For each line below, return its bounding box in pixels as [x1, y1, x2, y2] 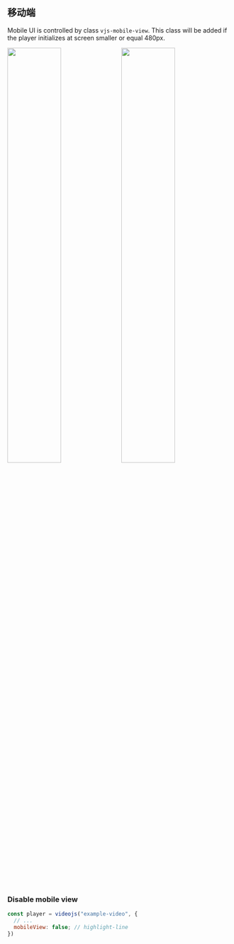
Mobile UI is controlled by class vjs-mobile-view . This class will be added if [7, 26, 228, 34]
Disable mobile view [7, 894, 78, 904]
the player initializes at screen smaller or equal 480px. [7, 33, 165, 42]
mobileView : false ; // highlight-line [13, 923, 129, 931]
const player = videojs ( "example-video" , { [7, 911, 138, 918]
